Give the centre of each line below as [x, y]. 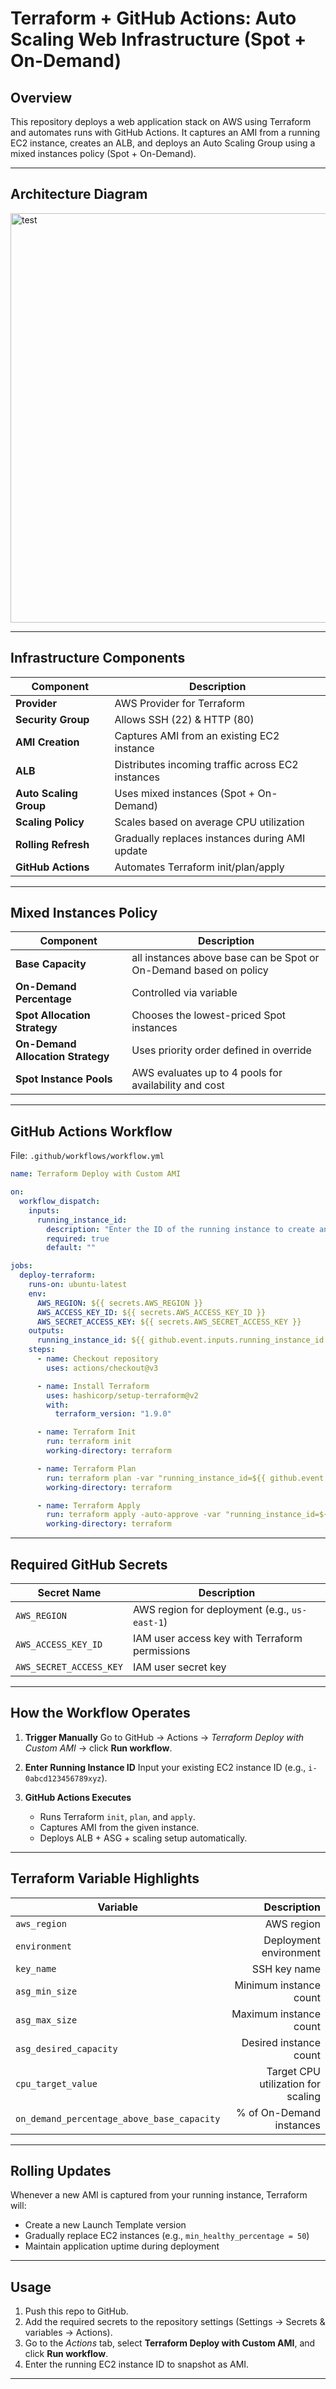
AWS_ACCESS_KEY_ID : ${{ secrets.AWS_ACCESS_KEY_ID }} [151, 1312]
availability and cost [178, 1085]
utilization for [290, 2084]
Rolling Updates [61, 2170]
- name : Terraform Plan [86, 1468]
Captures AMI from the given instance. [119, 1827]
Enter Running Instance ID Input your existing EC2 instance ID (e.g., [165, 1767]
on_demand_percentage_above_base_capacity [118, 2118]
